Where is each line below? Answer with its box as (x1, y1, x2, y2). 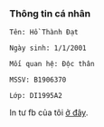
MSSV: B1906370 (9, 75, 67, 84)
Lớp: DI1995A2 (9, 92, 63, 101)
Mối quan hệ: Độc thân (9, 60, 95, 69)
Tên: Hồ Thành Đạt (9, 28, 79, 37)
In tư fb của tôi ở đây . (9, 107, 89, 118)
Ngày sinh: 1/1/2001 (9, 44, 88, 53)
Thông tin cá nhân (9, 7, 91, 20)
